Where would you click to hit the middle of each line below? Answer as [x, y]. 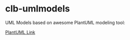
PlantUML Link [20, 32]
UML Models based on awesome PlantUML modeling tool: [65, 22]
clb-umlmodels [38, 9]
